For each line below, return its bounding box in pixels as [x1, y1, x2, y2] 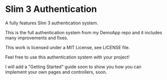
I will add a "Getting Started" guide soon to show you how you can [5, 64, 142, 70]
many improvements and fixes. [5, 35, 68, 41]
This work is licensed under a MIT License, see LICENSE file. [5, 44, 130, 50]
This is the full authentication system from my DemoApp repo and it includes [5, 29, 163, 35]
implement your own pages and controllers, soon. [5, 69, 107, 75]
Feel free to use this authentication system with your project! [5, 54, 130, 60]
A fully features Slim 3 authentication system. [5, 20, 99, 26]
